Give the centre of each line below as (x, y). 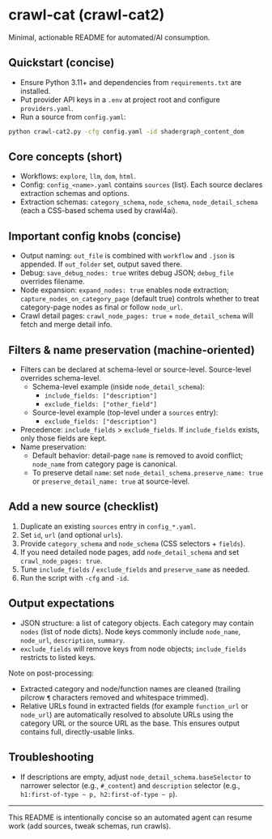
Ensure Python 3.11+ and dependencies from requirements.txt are (131, 82)
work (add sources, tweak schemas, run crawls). (90, 826)
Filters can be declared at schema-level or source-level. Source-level (136, 369)
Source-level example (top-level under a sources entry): (125, 413)
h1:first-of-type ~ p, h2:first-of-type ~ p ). (99, 794)
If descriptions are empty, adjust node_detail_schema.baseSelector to (135, 777)
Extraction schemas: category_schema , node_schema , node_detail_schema (139, 202)
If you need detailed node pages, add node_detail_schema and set (130, 552)
